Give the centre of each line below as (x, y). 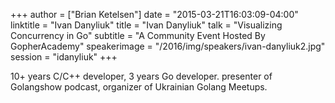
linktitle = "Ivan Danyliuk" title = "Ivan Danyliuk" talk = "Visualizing (146, 25)
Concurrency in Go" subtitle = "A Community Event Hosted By (138, 35)
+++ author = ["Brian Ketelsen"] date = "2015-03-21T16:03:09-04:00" (154, 14)
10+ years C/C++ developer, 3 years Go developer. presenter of (141, 76)
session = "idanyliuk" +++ (64, 57)
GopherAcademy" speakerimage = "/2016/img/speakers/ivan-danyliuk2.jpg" (168, 46)
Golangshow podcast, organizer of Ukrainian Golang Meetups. (139, 87)
